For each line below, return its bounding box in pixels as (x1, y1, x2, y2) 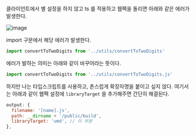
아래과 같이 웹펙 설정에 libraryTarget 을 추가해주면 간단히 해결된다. (12, 90, 169, 97)
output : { (6, 102, 31, 108)
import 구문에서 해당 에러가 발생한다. (6, 37, 92, 43)
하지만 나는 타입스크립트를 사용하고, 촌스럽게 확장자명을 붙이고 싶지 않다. (6, 83, 173, 90)
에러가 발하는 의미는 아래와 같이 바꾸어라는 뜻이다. (6, 60, 122, 67)
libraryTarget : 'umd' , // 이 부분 (11, 118, 93, 124)
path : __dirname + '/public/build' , (11, 113, 102, 119)
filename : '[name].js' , (11, 107, 70, 113)
